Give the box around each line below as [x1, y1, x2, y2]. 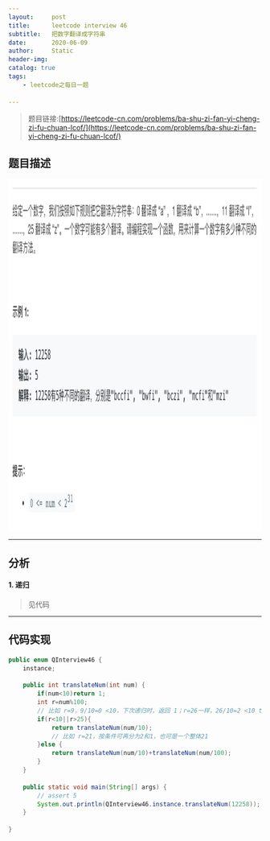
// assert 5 [37, 791, 78, 800]
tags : [8, 72, 27, 80]
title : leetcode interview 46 [8, 21, 128, 30]
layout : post [8, 13, 67, 21]
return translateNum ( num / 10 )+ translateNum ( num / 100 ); [51, 749, 231, 757]
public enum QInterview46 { [8, 656, 103, 664]
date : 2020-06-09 [8, 39, 88, 47]
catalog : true [8, 64, 56, 72]
